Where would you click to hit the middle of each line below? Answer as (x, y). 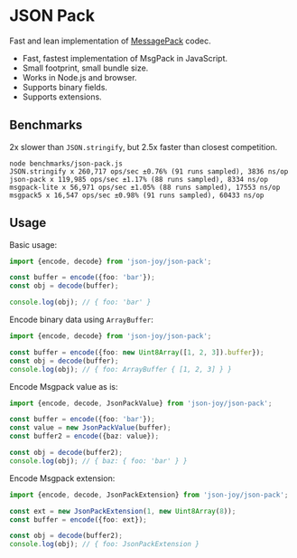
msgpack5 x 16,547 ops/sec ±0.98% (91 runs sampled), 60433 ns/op (137, 195)
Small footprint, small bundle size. (85, 68)
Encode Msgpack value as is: (64, 386)
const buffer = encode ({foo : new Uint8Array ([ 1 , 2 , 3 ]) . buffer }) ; (137, 352)
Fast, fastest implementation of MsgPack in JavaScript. (125, 58)
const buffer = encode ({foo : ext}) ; (78, 520)
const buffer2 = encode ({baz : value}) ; (84, 436)
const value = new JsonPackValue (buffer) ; (90, 428)
